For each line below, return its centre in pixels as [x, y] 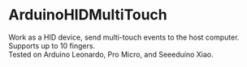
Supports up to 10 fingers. [52, 45]
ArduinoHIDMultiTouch [88, 15]
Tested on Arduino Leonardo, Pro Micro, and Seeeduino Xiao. [111, 54]
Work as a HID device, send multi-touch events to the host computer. [124, 37]
